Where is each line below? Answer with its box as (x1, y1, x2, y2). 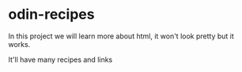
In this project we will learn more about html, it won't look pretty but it (8, 31, 235, 41)
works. (8, 39, 31, 49)
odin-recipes (8, 5, 95, 23)
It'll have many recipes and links (8, 55, 113, 64)
